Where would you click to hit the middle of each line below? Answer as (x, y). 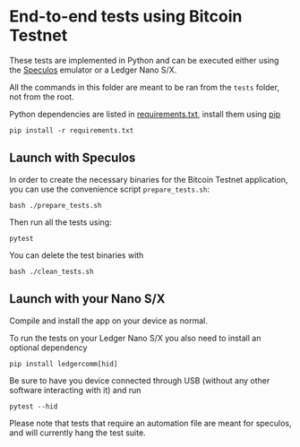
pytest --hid (34, 406)
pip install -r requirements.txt (72, 130)
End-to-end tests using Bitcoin (126, 17)
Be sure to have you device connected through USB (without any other (140, 380)
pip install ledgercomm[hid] (64, 364)
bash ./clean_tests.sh (51, 271)
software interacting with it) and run (75, 390)
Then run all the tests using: (60, 222)
